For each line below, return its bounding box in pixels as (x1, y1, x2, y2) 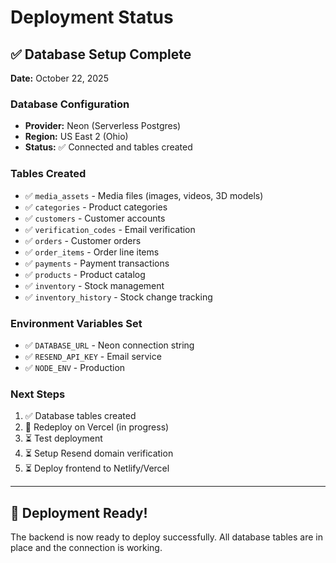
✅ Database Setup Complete (10, 46, 192, 63)
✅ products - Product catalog (24, 268, 146, 280)
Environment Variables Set (10, 316, 143, 330)
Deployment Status (10, 6, 174, 29)
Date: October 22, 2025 (10, 72, 109, 84)
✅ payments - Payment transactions (24, 257, 170, 269)
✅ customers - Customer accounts (24, 212, 166, 224)
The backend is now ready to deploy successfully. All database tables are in (10, 531, 324, 543)
